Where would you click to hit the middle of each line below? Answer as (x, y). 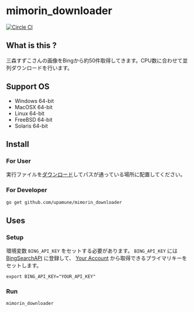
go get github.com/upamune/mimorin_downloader (64, 202)
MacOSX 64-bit (34, 107)
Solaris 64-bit (31, 126)
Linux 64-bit (29, 113)
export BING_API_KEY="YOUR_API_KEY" (51, 277)
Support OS (28, 87)
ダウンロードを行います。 (42, 68)
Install (18, 144)
